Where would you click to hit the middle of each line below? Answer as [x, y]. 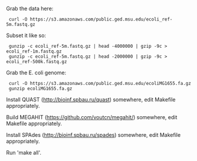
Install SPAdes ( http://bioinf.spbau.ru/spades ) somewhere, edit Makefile [93, 135]
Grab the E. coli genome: [36, 73]
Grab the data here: [30, 9]
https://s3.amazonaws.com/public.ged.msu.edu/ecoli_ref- [101, 19]
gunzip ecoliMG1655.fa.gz [40, 88]
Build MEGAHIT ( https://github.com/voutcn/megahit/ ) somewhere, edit [92, 117]
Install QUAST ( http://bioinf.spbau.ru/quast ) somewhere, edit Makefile [91, 99]
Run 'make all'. [24, 152]
